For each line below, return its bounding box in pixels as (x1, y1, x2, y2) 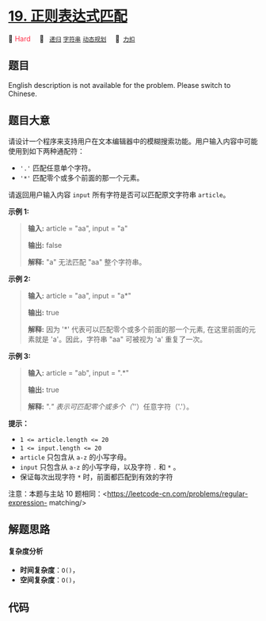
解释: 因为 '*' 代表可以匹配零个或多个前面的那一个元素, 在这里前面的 (27, 324, 249, 333)
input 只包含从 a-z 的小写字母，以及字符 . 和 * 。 (19, 462, 180, 471)
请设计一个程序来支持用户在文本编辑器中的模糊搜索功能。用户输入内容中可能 (8, 136, 258, 146)
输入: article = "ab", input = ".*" (27, 368, 129, 377)
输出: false (27, 240, 63, 250)
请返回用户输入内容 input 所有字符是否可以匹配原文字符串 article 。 (8, 189, 230, 199)
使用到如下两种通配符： (8, 146, 85, 155)
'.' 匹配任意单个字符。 (19, 163, 96, 173)
